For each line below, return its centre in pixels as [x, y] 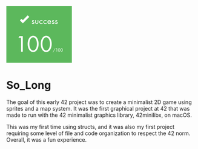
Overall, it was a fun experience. [47, 139]
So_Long [29, 85]
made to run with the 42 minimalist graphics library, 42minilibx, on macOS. [99, 115]
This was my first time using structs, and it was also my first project [90, 126]
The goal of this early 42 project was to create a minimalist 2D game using [99, 102]
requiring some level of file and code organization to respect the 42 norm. [98, 133]
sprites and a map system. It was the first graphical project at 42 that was [98, 108]
